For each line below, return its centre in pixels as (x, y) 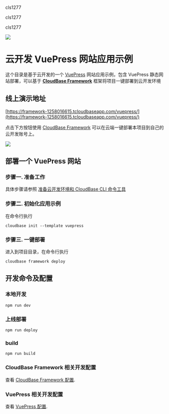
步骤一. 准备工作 (25, 177)
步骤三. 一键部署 (25, 239)
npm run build (21, 354)
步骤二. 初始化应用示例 (33, 204)
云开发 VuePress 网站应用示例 (69, 59)
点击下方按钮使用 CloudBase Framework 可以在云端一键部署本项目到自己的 (85, 127)
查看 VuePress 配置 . (26, 406)
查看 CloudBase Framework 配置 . (40, 380)
